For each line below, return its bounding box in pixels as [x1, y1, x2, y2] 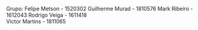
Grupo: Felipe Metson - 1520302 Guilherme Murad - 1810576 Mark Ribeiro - [6, 5, 193, 12]
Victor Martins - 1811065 [6, 18, 66, 25]
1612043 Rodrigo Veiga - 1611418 [6, 11, 87, 19]
